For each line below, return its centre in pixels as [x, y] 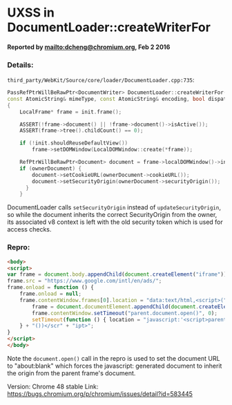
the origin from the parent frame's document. [71, 373]
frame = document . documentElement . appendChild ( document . [115, 307]
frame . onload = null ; [50, 294]
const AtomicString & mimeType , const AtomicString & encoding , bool [106, 99]
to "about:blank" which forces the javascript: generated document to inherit [115, 366]
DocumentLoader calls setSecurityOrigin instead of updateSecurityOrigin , [114, 207]
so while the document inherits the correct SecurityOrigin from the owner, [112, 215]
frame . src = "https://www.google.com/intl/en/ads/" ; [85, 281]
